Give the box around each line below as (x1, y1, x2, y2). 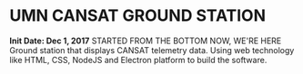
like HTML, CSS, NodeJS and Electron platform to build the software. (9, 54, 268, 65)
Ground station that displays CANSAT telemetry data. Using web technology (9, 44, 295, 55)
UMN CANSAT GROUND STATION (9, 5, 267, 26)
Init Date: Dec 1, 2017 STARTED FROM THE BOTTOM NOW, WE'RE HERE (9, 35, 282, 46)
